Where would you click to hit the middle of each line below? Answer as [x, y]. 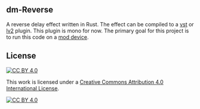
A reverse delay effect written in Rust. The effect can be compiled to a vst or [100, 24]
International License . [33, 88]
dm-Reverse [30, 10]
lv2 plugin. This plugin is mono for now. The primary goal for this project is [98, 31]
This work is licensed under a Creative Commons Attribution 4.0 [85, 82]
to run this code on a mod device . [47, 37]
